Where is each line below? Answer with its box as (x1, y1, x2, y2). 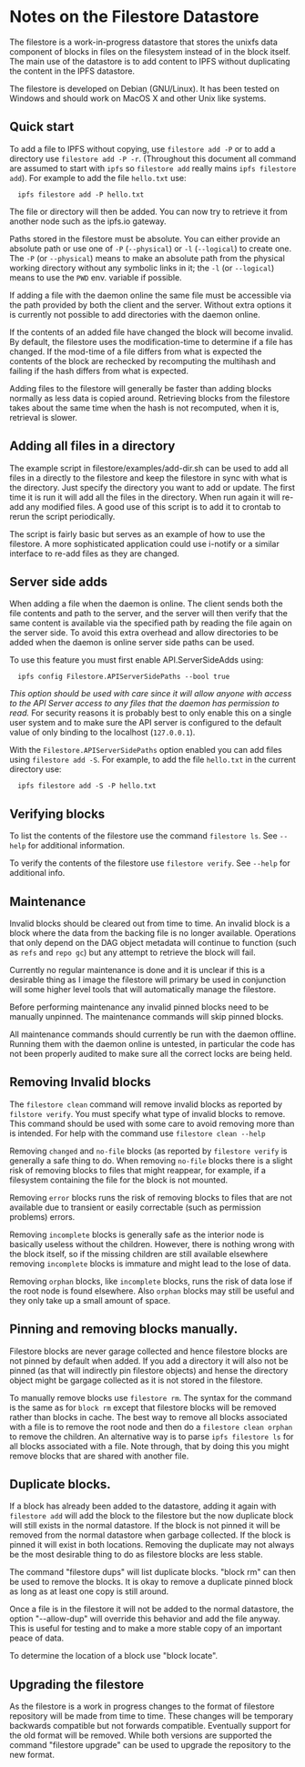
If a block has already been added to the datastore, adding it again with (9, 1500, 277, 1512)
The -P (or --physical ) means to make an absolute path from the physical (9, 252, 285, 263)
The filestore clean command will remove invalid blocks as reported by (9, 1099, 283, 1110)
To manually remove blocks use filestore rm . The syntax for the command (9, 1392, 292, 1403)
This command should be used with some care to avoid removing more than (9, 1118, 295, 1129)
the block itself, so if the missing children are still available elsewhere (9, 1248, 269, 1259)
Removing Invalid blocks (9, 1074, 152, 1090)
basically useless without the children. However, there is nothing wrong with (9, 1238, 295, 1249)
